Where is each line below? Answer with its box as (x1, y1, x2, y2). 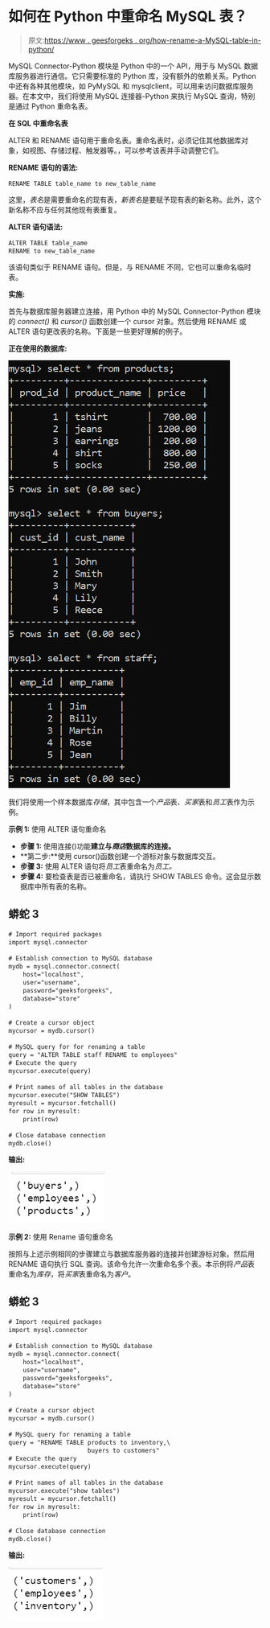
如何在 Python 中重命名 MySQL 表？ (8, 7, 247, 26)
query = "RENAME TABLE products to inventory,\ (8, 1438, 171, 1446)
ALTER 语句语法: (8, 222, 63, 232)
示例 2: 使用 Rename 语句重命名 (8, 1231, 114, 1241)
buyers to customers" (87, 1446, 160, 1454)
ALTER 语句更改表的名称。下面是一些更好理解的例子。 (8, 327, 187, 336)
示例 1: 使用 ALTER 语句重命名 (8, 824, 107, 833)
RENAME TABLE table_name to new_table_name (8, 179, 157, 187)
